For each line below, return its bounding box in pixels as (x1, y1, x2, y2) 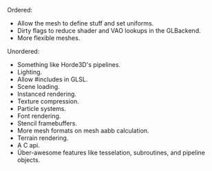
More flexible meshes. (17, 34, 81, 42)
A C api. (17, 141, 40, 149)
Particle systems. (17, 105, 67, 112)
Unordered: (7, 48, 40, 55)
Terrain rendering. (17, 134, 69, 142)
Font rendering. (17, 112, 61, 120)
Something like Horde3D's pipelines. (17, 61, 121, 68)
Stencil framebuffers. (17, 119, 78, 127)
